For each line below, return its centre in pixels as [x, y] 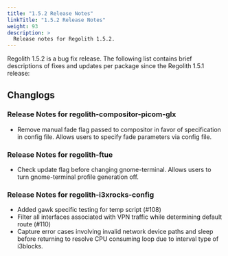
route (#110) [34, 224]
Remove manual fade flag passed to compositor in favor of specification [119, 129]
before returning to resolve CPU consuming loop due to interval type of [118, 239]
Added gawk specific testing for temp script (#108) [89, 210]
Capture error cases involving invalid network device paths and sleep [115, 232]
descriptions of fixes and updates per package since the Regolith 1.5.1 [106, 66]
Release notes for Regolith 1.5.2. [64, 39]
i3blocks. [30, 246]
